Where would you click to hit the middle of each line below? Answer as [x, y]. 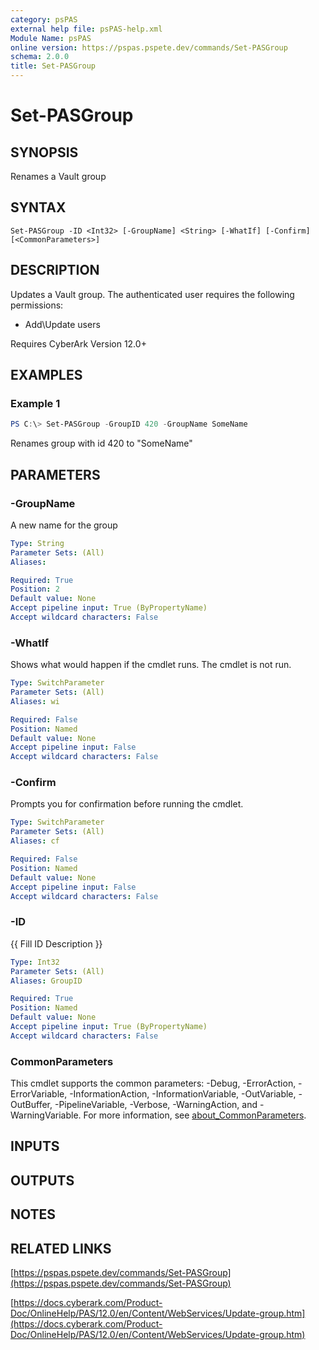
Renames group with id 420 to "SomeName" [101, 443]
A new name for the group [64, 525]
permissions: [37, 305]
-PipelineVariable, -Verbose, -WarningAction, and [156, 1105]
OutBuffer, [31, 1105]
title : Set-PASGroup [53, 66]
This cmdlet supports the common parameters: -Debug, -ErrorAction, [153, 1083]
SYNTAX [38, 207]
